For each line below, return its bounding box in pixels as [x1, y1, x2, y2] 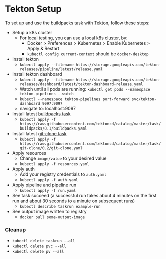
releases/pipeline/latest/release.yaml [19, 66, 103, 72]
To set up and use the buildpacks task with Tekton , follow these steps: [5, 20, 150, 26]
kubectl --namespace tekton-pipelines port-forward [19, 96, 130, 102]
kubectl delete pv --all [12, 249, 64, 254]
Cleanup [5, 226, 26, 233]
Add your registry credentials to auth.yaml [19, 171, 107, 177]
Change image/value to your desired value [19, 155, 107, 161]
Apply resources [12, 150, 46, 156]
